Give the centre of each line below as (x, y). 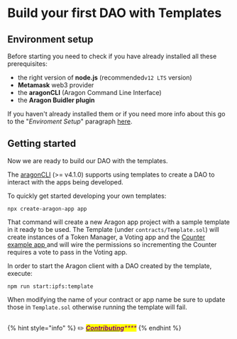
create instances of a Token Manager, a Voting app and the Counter (106, 237)
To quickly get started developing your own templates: (87, 196)
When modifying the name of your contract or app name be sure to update (116, 299)
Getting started (42, 144)
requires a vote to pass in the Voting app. (67, 252)
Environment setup (50, 39)
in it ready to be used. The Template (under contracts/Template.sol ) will (113, 229)
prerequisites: (28, 64)
